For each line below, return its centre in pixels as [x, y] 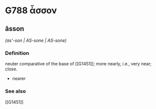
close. [11, 69]
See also [15, 91]
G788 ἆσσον [31, 11]
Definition [17, 53]
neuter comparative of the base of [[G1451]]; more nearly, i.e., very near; [78, 64]
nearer [19, 79]
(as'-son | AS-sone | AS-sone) [36, 40]
